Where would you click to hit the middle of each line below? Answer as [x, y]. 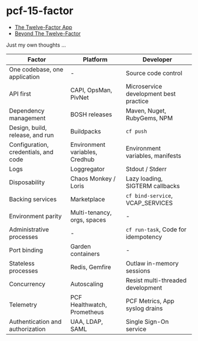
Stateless [22, 263]
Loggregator [88, 169]
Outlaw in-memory [152, 263]
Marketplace [88, 199]
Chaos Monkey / [93, 178]
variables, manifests [154, 156]
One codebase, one [36, 69]
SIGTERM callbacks [153, 186]
